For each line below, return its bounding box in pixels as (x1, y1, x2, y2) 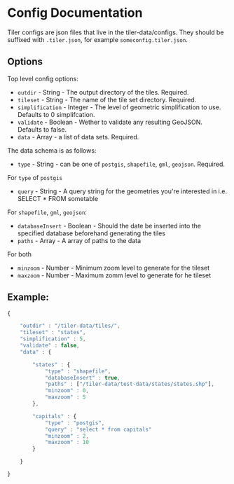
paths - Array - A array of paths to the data (17, 236, 142, 244)
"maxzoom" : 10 (44, 439, 90, 446)
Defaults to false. (17, 125, 67, 134)
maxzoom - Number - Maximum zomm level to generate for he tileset (17, 271, 212, 279)
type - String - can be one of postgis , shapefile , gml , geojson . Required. (17, 160, 226, 168)
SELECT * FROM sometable (17, 194, 99, 202)
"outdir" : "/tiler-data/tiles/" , (20, 322, 121, 330)
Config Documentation (7, 5, 143, 21)
